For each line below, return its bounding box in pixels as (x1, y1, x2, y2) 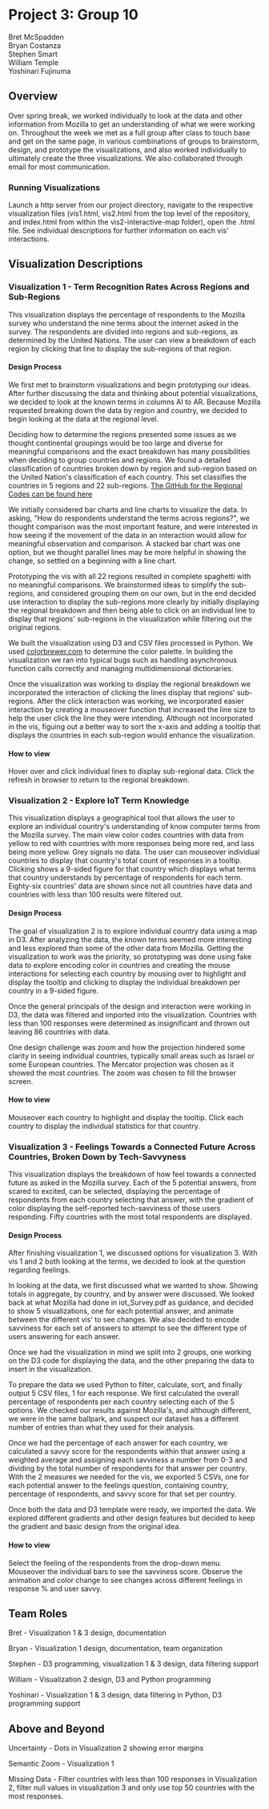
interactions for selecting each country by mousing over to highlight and (8, 969, 247, 978)
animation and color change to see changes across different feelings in (8, 1575, 243, 1584)
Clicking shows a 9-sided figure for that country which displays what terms (8, 864, 256, 874)
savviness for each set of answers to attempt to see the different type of (8, 1323, 247, 1333)
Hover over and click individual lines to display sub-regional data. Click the (8, 767, 255, 776)
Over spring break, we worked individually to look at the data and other (8, 111, 243, 120)
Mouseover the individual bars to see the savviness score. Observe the (8, 1566, 243, 1576)
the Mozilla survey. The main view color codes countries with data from (8, 830, 244, 840)
